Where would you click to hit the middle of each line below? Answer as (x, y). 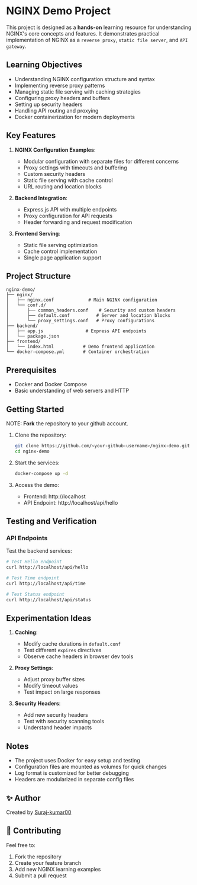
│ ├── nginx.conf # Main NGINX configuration (82, 300)
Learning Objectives (44, 65)
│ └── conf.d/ (26, 305)
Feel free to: (21, 845)
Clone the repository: (41, 435)
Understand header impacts (58, 727)
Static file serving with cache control (68, 180)
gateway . (16, 46)
